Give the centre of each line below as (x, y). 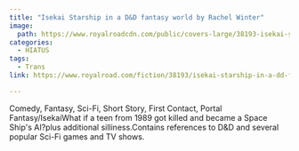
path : (28, 34)
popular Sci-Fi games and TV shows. (77, 136)
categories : (31, 42)
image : (21, 26)
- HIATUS (33, 51)
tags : (19, 59)
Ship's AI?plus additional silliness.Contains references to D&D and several (144, 127)
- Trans (32, 68)
